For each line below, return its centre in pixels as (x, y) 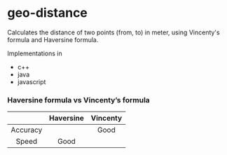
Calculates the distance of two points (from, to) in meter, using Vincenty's (113, 32)
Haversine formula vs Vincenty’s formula (79, 100)
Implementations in (35, 53)
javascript (32, 81)
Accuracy (27, 130)
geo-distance (47, 13)
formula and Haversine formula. (53, 39)
